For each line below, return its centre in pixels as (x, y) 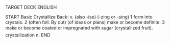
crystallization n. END (28, 35)
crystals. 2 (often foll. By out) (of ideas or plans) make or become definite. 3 (85, 22)
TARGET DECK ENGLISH (31, 7)
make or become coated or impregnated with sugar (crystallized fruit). (79, 28)
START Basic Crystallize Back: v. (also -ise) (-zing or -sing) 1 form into (79, 17)
